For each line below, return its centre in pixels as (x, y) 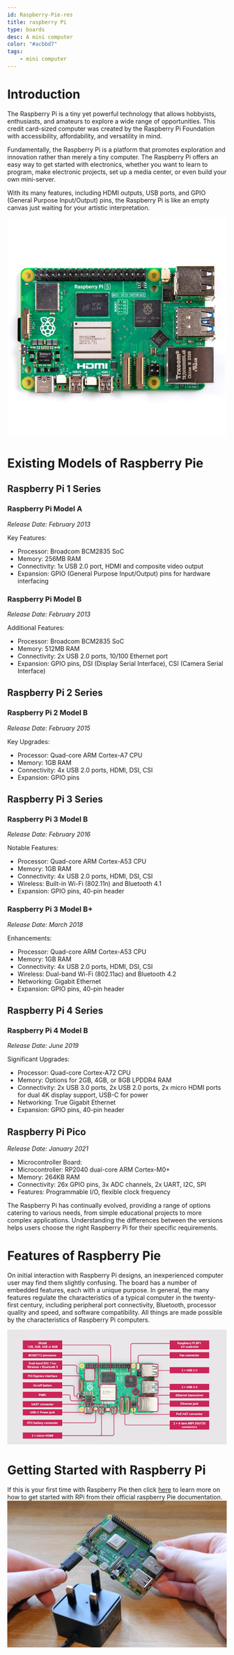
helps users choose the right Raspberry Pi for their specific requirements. (112, 1228)
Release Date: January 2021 (48, 1149)
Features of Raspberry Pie (84, 1256)
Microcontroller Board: (49, 1162)
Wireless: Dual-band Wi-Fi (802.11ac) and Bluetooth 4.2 (97, 974)
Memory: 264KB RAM (48, 1177)
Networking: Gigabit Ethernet (59, 981)
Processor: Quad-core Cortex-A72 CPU (74, 1073)
